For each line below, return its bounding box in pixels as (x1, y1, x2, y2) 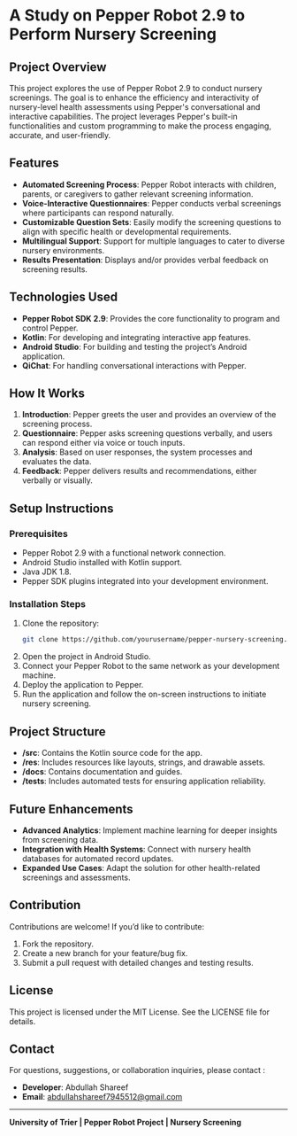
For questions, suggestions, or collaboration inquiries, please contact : (9, 1065, 265, 1076)
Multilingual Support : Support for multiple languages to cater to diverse (21, 236, 286, 246)
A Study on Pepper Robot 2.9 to (9, 5, 246, 26)
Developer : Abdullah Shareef (21, 1082, 129, 1093)
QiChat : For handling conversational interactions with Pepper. (21, 360, 247, 370)
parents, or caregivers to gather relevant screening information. (21, 188, 254, 199)
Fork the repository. (21, 938, 95, 949)
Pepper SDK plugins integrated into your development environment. (21, 576, 269, 587)
